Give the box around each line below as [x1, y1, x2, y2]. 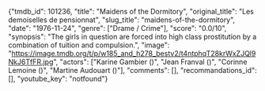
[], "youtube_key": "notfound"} [8, 74, 108, 83]
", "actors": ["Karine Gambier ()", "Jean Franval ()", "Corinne [52, 57, 248, 66]
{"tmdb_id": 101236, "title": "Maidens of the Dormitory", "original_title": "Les [8, 7, 255, 16]
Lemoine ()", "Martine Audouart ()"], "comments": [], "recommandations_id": [8, 66, 257, 74]
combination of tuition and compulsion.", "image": [8, 40, 170, 50]
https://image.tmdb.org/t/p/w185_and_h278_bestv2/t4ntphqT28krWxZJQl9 [11, 49, 256, 58]
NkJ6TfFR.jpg [8, 57, 54, 66]
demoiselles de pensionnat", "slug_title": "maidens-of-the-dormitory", [8, 15, 236, 25]
